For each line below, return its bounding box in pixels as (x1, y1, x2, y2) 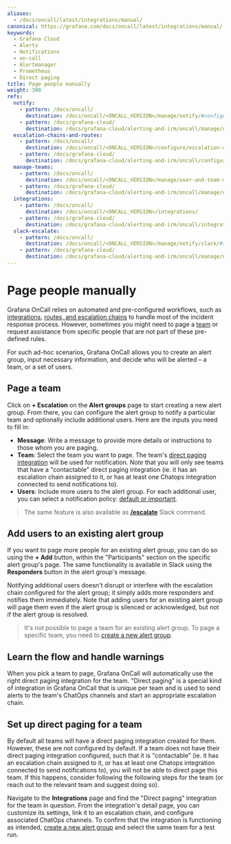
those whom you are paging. (16, 443, 98, 451)
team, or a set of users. (7, 363, 74, 371)
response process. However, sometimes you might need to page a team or (7, 320, 219, 328)
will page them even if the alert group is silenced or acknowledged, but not (7, 603, 219, 612)
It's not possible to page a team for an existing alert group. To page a (23, 624, 220, 632)
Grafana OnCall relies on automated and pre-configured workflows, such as (7, 305, 222, 314)
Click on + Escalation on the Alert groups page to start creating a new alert (7, 400, 222, 409)
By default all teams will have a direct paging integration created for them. (7, 737, 217, 745)
